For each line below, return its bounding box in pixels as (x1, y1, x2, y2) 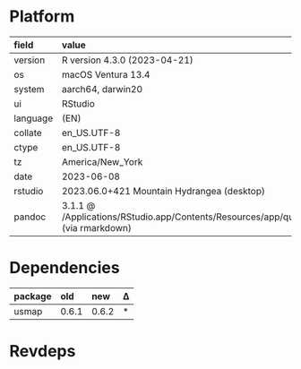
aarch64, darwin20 (61, 82, 143, 95)
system (13, 82, 45, 95)
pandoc (13, 210, 47, 223)
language (13, 112, 54, 124)
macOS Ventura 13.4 (61, 68, 150, 81)
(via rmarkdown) (61, 221, 132, 234)
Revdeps (9, 341, 76, 362)
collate (13, 126, 42, 139)
